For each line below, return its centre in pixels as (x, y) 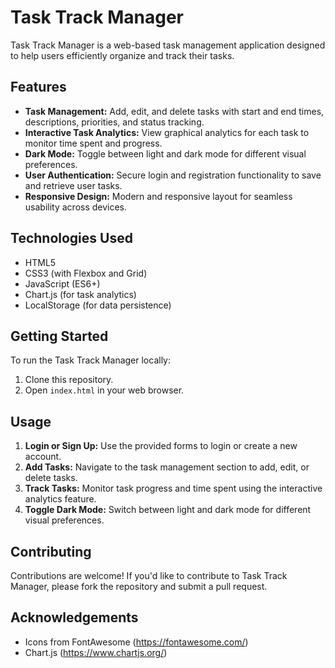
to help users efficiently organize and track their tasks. (122, 55)
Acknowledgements (74, 617)
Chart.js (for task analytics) (80, 294)
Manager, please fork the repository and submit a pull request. (139, 586)
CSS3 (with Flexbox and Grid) (86, 273)
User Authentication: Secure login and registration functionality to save (173, 175)
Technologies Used (71, 238)
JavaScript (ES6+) (62, 283)
